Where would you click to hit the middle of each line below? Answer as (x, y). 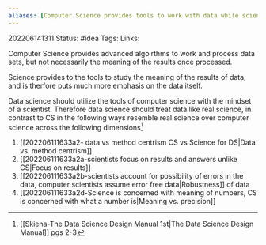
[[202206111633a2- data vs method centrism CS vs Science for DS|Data (137, 142)
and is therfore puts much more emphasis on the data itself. (106, 85)
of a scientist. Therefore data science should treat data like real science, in (130, 109)
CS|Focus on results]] (55, 168)
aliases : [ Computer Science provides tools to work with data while (123, 15)
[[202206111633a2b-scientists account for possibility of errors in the (131, 176)
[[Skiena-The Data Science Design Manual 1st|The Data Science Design (137, 224)
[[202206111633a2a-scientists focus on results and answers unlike (128, 160)
